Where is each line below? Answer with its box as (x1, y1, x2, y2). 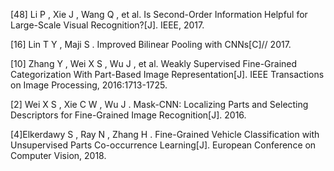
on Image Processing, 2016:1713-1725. (10, 79, 168, 91)
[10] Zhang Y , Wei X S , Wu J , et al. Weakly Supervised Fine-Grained (10, 58, 298, 69)
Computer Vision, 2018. (10, 150, 107, 161)
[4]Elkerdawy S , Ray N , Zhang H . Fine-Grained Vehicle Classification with (10, 129, 320, 140)
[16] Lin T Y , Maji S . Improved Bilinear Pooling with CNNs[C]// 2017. (10, 39, 292, 50)
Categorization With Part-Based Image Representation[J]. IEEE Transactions (10, 69, 325, 80)
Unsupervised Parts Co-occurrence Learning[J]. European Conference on (10, 139, 317, 151)
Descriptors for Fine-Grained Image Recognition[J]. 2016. (10, 109, 247, 121)
